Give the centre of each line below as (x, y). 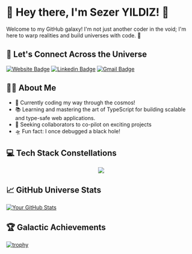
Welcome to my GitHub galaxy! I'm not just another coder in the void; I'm (96, 29)
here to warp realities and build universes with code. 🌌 (74, 35)
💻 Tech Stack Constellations (61, 153)
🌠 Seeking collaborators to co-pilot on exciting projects (83, 124)
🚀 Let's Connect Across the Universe (77, 55)
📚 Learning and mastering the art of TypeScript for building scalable (100, 109)
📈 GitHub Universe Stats (54, 190)
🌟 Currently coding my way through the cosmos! (75, 103)
